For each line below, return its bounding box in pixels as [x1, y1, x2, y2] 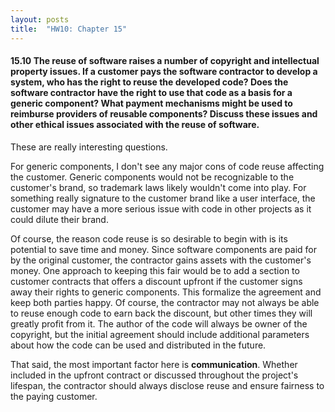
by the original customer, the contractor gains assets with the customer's [10, 254, 312, 266]
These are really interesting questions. [10, 141, 168, 153]
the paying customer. [10, 390, 98, 402]
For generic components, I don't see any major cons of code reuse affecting [10, 160, 325, 172]
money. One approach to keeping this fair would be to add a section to [10, 264, 300, 276]
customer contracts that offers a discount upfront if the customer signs [10, 275, 303, 287]
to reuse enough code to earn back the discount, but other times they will [10, 307, 313, 319]
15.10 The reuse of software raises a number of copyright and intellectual [10, 55, 320, 67]
